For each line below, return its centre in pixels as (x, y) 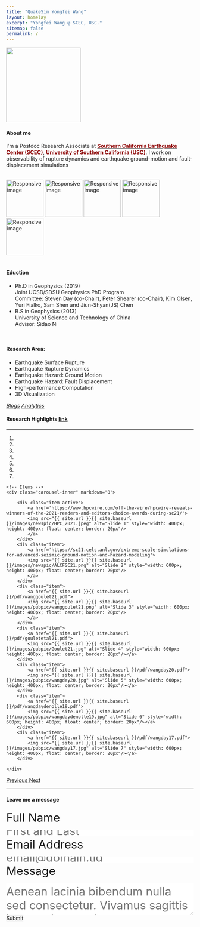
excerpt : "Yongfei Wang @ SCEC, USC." (54, 23)
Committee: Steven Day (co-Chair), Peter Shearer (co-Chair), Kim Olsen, (104, 298)
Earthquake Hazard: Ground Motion (58, 375)
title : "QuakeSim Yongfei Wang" (46, 12)
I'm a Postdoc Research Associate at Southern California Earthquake (92, 146)
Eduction (18, 272)
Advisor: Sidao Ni (36, 324)
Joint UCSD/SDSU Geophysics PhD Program (69, 292)
